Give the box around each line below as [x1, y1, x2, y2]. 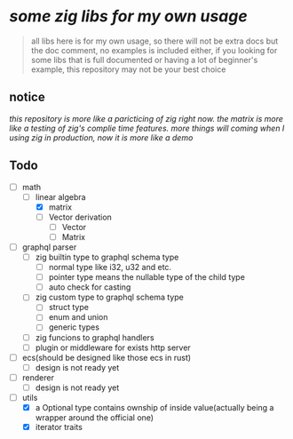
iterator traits [35, 422, 83, 432]
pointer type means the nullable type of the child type [48, 272, 246, 283]
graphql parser [21, 242, 77, 252]
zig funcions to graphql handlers [35, 331, 154, 343]
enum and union [48, 312, 108, 323]
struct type [48, 302, 89, 313]
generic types [48, 322, 100, 332]
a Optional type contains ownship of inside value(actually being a [35, 402, 274, 412]
